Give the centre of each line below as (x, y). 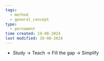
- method (19, 15)
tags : (11, 10)
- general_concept (30, 19)
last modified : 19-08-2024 (34, 39)
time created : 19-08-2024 (33, 34)
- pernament (23, 29)
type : (11, 24)
